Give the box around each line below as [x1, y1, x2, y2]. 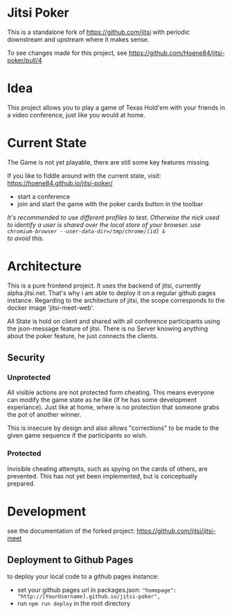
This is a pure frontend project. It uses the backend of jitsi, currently [7, 281, 202, 290]
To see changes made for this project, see [7, 49, 127, 57]
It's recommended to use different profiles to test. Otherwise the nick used [7, 213, 220, 222]
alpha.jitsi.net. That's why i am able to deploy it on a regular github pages [7, 288, 216, 297]
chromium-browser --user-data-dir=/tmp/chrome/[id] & [7, 228, 166, 235]
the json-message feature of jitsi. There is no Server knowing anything [7, 324, 208, 333]
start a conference [17, 192, 71, 201]
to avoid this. [7, 234, 44, 242]
